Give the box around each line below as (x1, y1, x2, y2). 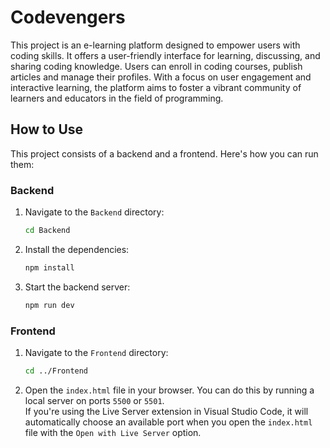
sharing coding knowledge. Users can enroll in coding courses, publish (10, 60, 303, 72)
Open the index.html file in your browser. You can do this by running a (24, 384, 315, 396)
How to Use (10, 121, 84, 138)
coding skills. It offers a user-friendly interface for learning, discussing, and (10, 49, 321, 61)
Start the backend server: (24, 281, 131, 293)
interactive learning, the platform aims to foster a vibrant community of (10, 81, 302, 93)
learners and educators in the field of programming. (10, 92, 224, 104)
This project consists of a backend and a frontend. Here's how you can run (10, 147, 319, 160)
